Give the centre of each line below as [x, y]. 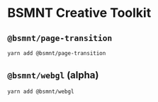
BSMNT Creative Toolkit [79, 13]
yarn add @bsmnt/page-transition [57, 53]
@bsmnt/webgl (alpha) [53, 75]
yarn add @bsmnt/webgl [41, 91]
